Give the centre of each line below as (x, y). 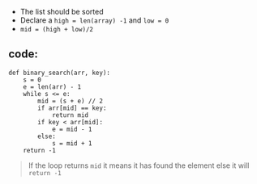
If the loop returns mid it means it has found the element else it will (139, 165)
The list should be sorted (62, 12)
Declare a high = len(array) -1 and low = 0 (94, 20)
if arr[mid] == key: (72, 108)
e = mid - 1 (72, 129)
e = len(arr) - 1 (52, 87)
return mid (70, 115)
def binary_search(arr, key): (60, 73)
